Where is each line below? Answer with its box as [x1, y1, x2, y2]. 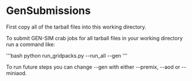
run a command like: [6, 41, 56, 48]
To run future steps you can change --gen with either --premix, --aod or [6, 63, 180, 71]
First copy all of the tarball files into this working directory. [6, 23, 146, 30]
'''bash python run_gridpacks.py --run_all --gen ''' [6, 52, 128, 59]
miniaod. [6, 69, 28, 76]
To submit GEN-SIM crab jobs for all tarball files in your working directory [6, 34, 183, 41]
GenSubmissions [6, 4, 91, 17]
